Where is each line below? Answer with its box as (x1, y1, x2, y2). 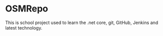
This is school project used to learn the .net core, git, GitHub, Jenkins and (5, 19, 158, 25)
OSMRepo (5, 3, 48, 14)
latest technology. (5, 24, 42, 30)
